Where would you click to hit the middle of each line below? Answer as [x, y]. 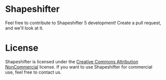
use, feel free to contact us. [33, 72]
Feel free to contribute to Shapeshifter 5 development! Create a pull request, [83, 23]
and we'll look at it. [24, 28]
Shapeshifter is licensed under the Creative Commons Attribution [72, 61]
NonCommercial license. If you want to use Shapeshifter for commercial [79, 67]
